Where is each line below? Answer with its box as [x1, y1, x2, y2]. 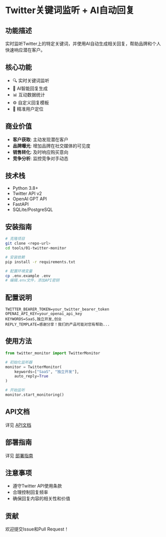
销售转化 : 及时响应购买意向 [12, 149, 69, 155]
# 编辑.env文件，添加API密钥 [5, 278, 60, 283]
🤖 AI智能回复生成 [12, 85, 48, 91]
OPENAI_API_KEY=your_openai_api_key [5, 311, 82, 316]
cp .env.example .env [5, 273, 51, 278]
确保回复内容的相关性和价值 [12, 496, 71, 502]
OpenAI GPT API [12, 196, 47, 202]
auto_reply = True [14, 374, 49, 379]
